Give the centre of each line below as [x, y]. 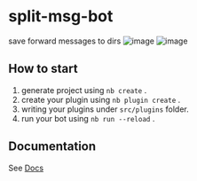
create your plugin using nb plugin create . [101, 99]
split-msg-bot [61, 16]
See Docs [26, 168]
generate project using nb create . [84, 90]
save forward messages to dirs [65, 41]
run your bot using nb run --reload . [88, 118]
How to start [43, 69]
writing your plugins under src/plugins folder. [105, 109]
